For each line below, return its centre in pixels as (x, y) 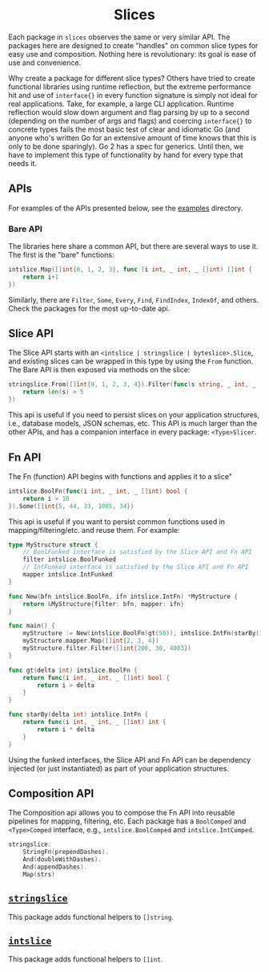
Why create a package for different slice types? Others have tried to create (132, 78)
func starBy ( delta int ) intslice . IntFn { (78, 715)
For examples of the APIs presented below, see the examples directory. (126, 208)
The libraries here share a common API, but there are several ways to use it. (133, 246)
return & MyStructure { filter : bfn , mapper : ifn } (103, 604)
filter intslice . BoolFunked (69, 559)
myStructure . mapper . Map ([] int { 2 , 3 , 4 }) (91, 641)
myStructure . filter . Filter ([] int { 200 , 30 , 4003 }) (107, 649)
